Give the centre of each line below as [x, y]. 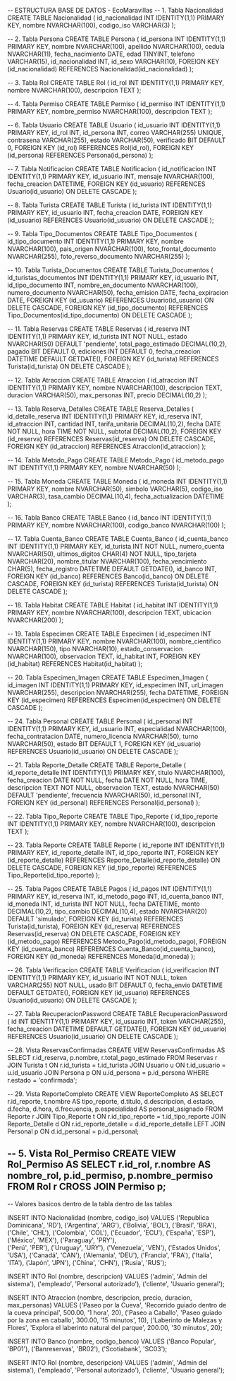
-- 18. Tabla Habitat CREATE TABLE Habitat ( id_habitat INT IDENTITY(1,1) [113, 605]
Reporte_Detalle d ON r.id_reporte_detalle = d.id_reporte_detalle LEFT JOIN [116, 1124]
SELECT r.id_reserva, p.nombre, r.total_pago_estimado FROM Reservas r [112, 1057]
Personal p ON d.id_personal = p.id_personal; [73, 1131]
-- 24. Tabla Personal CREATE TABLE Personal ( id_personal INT [100, 721]
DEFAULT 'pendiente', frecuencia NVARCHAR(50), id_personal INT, [104, 795]
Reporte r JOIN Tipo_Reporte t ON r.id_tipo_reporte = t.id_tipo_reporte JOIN [117, 1116]
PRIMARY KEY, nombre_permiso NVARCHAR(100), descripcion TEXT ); [110, 111]
